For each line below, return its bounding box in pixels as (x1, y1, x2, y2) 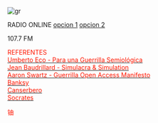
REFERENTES (7, 48, 48, 56)
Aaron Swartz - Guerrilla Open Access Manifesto (7, 71, 151, 79)
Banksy (7, 78, 30, 87)
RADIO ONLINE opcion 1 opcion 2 (7, 21, 105, 28)
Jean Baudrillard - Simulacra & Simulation (7, 63, 130, 71)
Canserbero (7, 86, 43, 94)
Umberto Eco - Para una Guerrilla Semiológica (7, 55, 143, 64)
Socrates (7, 93, 34, 102)
